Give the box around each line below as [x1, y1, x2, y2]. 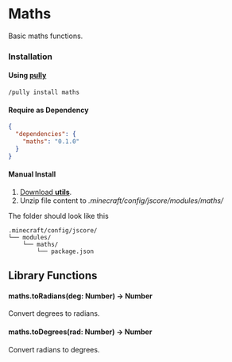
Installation [8, 51, 53, 62]
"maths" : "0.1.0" [22, 138, 80, 146]
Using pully [8, 71, 47, 80]
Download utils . [19, 187, 72, 197]
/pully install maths [8, 88, 80, 96]
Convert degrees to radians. [8, 309, 100, 318]
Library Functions [8, 269, 98, 282]
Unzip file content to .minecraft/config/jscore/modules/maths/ [19, 196, 224, 205]
